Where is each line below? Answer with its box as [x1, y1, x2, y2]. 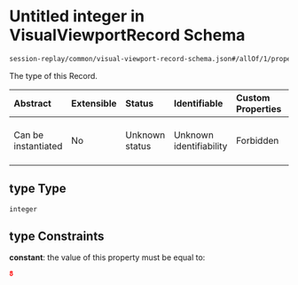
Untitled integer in [9, 6, 145, 27]
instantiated [13, 139, 63, 152]
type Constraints [9, 229, 105, 244]
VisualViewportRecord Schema [9, 25, 246, 45]
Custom [236, 91, 271, 104]
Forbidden [236, 134, 279, 146]
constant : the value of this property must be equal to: [9, 252, 206, 263]
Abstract [13, 97, 51, 109]
